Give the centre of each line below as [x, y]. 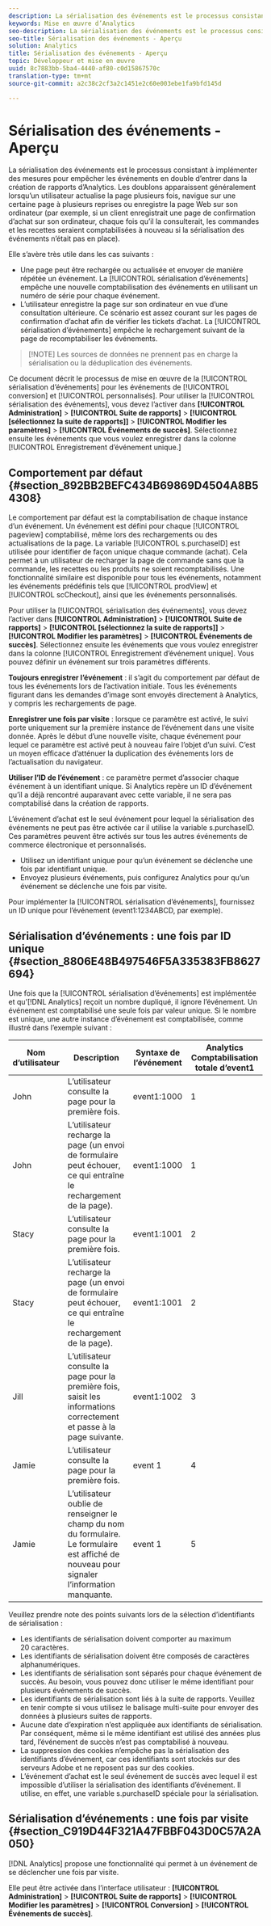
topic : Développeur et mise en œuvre [72, 61]
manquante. [90, 1595]
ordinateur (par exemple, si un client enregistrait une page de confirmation [132, 213]
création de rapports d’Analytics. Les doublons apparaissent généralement [132, 188]
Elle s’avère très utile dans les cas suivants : [81, 255]
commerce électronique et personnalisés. [77, 845]
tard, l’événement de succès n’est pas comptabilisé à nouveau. [124, 1742]
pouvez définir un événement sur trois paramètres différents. [110, 662]
